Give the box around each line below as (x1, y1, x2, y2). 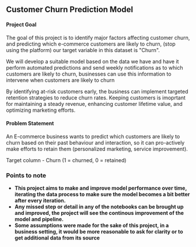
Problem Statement (6, 120, 54, 127)
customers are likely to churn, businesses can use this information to (6, 70, 171, 77)
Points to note (6, 171, 47, 179)
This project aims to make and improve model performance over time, (14, 184, 187, 192)
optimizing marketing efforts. (6, 107, 76, 114)
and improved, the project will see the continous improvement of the (14, 210, 184, 217)
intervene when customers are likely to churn (6, 76, 115, 84)
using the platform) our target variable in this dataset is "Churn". (6, 46, 160, 53)
